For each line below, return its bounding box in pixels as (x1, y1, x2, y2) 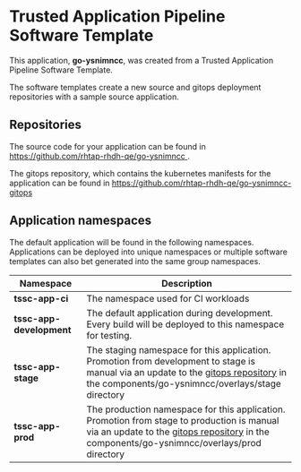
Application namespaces (9, 213, 152, 228)
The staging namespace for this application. (86, 343, 271, 356)
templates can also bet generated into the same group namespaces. (9, 255, 262, 266)
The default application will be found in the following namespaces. (9, 236, 254, 247)
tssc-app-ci (13, 292, 69, 305)
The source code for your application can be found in (9, 141, 206, 151)
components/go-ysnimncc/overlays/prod (86, 436, 262, 449)
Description (160, 277, 213, 289)
